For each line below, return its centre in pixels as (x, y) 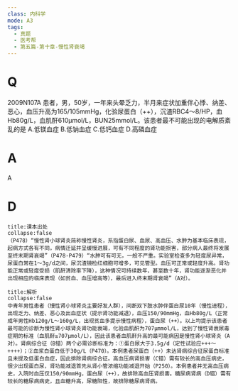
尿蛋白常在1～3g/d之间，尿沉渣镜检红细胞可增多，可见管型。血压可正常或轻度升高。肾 (116, 263)
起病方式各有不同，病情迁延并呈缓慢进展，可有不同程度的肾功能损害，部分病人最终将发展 (118, 248)
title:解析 (22, 292)
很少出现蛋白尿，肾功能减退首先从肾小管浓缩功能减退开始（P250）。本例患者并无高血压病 (118, 366)
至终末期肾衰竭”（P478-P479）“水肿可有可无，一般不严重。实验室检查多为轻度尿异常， (117, 255)
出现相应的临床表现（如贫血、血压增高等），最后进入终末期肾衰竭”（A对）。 (101, 278)
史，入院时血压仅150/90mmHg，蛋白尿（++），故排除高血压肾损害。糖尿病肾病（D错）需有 (119, 373)
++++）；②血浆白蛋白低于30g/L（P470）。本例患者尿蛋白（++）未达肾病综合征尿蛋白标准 (118, 351)
